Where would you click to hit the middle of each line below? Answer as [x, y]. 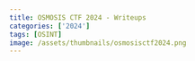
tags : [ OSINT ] [36, 34]
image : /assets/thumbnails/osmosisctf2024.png [98, 43]
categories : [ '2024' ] [50, 26]
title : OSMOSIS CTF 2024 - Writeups [78, 17]
